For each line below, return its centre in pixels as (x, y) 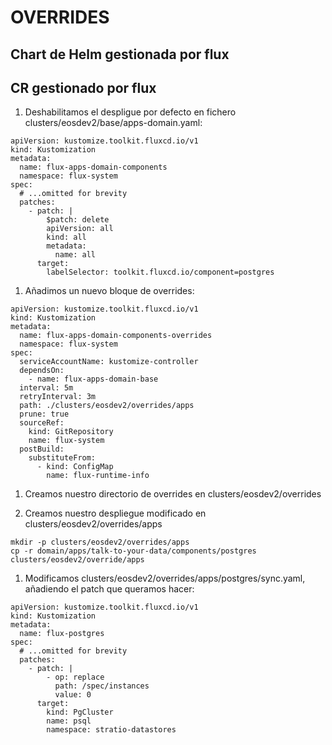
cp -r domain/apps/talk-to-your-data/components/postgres (133, 551)
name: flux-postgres (62, 634)
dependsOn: (42, 371)
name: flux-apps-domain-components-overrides (116, 336)
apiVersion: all (80, 229)
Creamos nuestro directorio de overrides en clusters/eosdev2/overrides (173, 494)
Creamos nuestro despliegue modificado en (115, 513)
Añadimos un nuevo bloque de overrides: (109, 291)
